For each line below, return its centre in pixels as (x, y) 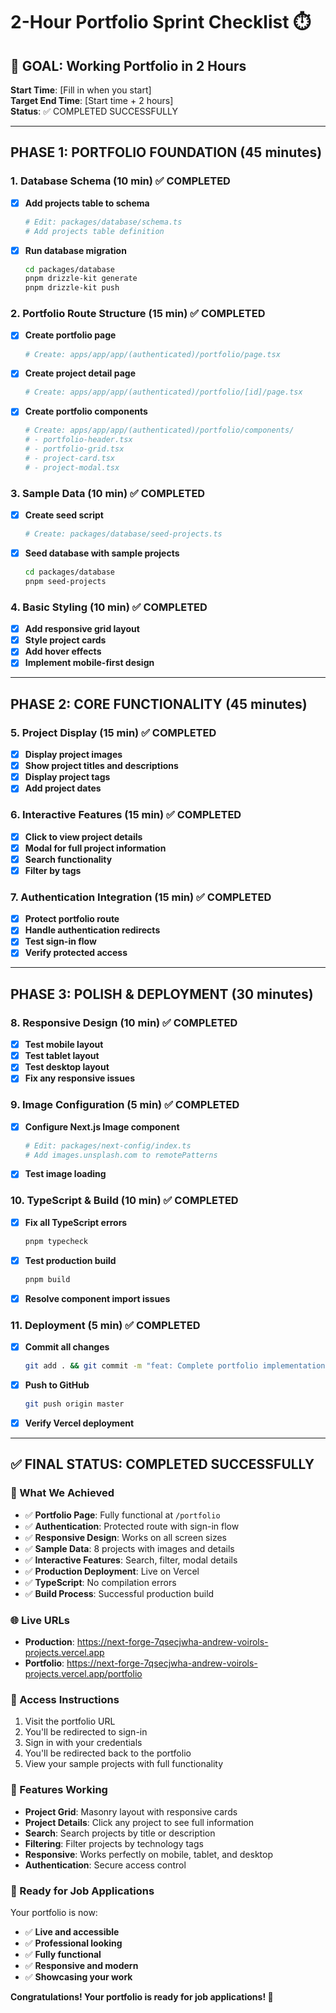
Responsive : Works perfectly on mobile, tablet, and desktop (148, 1854)
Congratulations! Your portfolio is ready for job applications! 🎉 (142, 1996)
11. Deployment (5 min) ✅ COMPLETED (105, 1325)
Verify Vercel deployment (79, 1423)
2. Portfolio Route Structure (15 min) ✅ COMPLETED (138, 314)
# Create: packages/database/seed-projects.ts (123, 534)
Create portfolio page (70, 335)
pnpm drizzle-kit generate (81, 279)
